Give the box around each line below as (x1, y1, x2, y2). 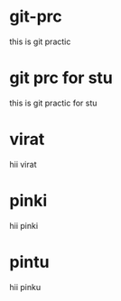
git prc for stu (9, 68, 113, 88)
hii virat (9, 159, 37, 169)
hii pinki (9, 220, 39, 231)
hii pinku (9, 281, 42, 292)
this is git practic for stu (9, 97, 98, 108)
